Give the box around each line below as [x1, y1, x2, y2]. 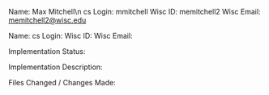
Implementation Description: [8, 62, 103, 72]
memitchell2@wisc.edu [8, 15, 87, 25]
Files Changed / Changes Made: [8, 78, 116, 87]
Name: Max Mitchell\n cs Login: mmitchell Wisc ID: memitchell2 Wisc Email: [8, 7, 261, 16]
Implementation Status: [8, 47, 86, 56]
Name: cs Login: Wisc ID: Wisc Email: [8, 31, 133, 40]
